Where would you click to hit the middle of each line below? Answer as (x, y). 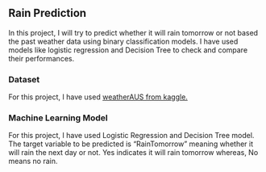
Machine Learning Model (58, 118)
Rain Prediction (48, 13)
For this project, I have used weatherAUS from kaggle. (98, 97)
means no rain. (33, 162)
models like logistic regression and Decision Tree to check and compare (128, 50)
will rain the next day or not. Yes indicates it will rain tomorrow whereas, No (133, 153)
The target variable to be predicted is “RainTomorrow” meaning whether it (131, 144)
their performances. (42, 58)
